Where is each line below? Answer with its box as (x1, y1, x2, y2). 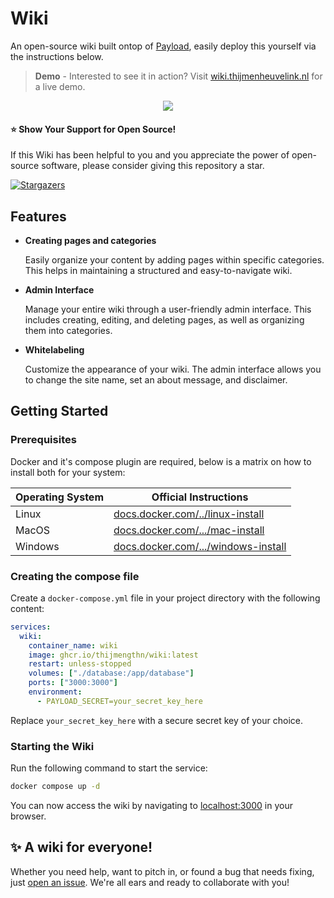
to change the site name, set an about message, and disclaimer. (24, 373, 288, 386)
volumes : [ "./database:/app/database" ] (28, 668, 195, 679)
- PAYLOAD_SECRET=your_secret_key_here (36, 696, 203, 706)
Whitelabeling (24, 343, 85, 356)
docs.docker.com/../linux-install (113, 507, 265, 521)
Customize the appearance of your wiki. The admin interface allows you (24, 363, 322, 375)
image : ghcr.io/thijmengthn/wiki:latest (28, 650, 199, 660)
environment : (28, 687, 83, 697)
